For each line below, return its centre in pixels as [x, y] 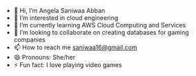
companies [30, 40]
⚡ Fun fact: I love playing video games [68, 65]
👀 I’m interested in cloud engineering [66, 18]
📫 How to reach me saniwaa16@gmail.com [75, 47]
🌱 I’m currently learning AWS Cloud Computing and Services [100, 25]
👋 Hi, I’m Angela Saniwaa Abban [59, 11]
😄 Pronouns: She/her [45, 57]
